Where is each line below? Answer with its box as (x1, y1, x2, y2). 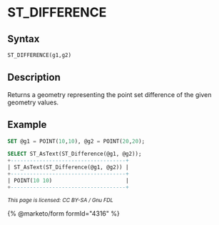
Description (7, 71, 61, 84)
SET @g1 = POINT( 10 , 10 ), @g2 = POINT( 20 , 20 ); (7, 137, 145, 145)
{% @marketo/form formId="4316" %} (7, 209, 120, 218)
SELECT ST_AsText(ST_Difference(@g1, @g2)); (7, 151, 142, 158)
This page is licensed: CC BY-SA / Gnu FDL (7, 196, 114, 204)
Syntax (7, 33, 40, 45)
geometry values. (7, 98, 59, 106)
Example (7, 119, 47, 131)
